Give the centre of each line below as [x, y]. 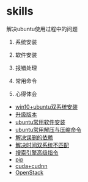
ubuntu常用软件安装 [40, 122]
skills [20, 11]
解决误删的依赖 [34, 137]
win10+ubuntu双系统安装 [46, 107]
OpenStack [29, 172]
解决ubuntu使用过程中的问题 [42, 29]
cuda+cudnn [31, 166]
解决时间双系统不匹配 [42, 145]
